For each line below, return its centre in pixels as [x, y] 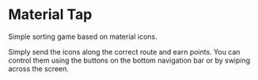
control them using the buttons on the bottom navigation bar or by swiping [129, 60]
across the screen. [39, 68]
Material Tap [50, 15]
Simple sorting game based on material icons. [83, 36]
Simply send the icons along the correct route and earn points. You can [124, 51]
